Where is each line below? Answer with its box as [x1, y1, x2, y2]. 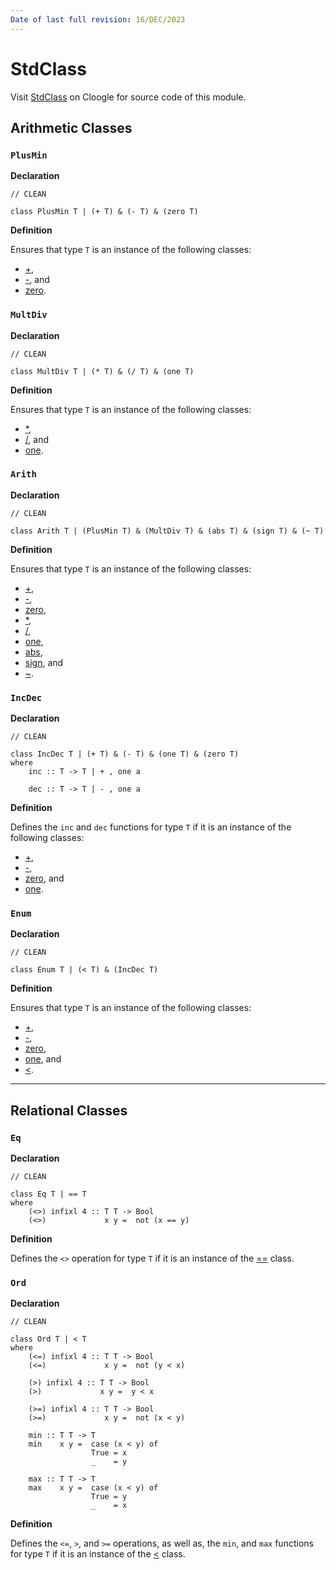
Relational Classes [10, 1102, 128, 1119]
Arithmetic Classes [10, 119, 133, 136]
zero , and [24, 872, 65, 885]
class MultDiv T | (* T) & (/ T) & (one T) [10, 366, 195, 376]
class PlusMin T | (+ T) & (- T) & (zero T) [10, 207, 199, 217]
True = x [90, 1448, 128, 1458]
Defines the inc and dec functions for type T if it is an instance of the [10, 821, 292, 833]
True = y [90, 1492, 128, 1502]
